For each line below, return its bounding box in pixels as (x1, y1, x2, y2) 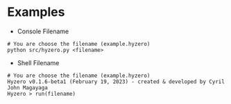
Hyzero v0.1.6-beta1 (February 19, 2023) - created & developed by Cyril (7, 78, 225, 85)
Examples (7, 4, 65, 20)
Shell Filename (17, 58, 60, 67)
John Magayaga (7, 84, 49, 91)
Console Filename (17, 27, 69, 35)
